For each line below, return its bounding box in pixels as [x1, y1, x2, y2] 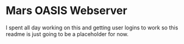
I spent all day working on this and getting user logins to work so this [5, 24, 179, 31]
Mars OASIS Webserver [5, 4, 127, 18]
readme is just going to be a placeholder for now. [5, 30, 129, 37]
